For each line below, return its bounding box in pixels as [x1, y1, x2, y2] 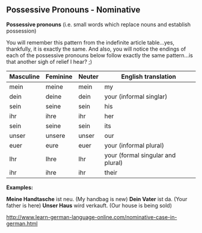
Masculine [9, 72, 40, 81]
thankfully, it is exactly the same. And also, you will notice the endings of [6, 45, 186, 52]
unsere [45, 131, 66, 140]
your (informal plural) [104, 141, 164, 149]
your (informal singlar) [104, 92, 168, 101]
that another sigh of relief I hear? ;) [6, 58, 93, 65]
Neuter [78, 72, 99, 81]
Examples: [6, 184, 33, 191]
